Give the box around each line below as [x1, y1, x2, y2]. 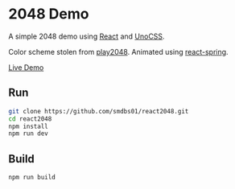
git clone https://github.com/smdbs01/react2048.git [8, 107, 189, 115]
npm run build [8, 174, 56, 182]
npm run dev [8, 129, 48, 138]
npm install [8, 122, 48, 130]
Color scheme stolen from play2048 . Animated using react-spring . [8, 47, 229, 56]
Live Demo [8, 62, 44, 72]
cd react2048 [8, 114, 52, 123]
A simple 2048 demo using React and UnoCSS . [8, 31, 165, 41]
